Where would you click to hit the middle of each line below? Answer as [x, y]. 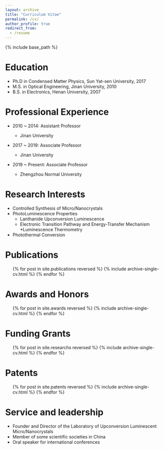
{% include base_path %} [31, 47]
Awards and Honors [47, 294]
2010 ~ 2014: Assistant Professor [46, 126]
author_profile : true [28, 24]
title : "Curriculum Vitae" [33, 14]
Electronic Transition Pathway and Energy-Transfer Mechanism [85, 224]
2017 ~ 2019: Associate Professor [47, 145]
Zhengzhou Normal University [51, 174]
